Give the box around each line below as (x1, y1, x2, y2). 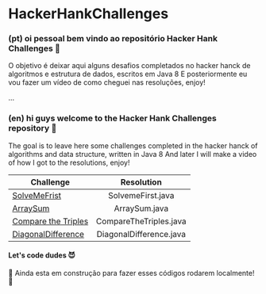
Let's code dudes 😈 (8, 250, 75, 260)
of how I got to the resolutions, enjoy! (8, 158, 130, 167)
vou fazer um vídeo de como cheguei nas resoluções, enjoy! (8, 78, 206, 87)
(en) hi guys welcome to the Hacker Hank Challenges (8, 113, 217, 124)
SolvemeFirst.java (108, 189, 175, 200)
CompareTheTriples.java (95, 216, 187, 227)
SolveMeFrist (12, 189, 62, 200)
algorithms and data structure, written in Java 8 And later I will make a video (8, 149, 257, 158)
